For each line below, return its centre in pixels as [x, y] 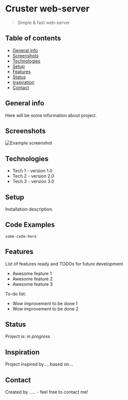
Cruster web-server [47, 9]
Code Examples [30, 225]
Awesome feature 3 [32, 284]
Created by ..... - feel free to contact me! [47, 392]
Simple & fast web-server [43, 22]
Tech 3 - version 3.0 [33, 181]
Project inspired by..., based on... [39, 364]
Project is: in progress [28, 336]
